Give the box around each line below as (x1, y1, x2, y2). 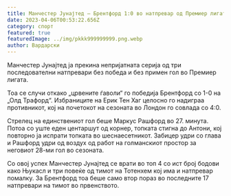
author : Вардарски (7, 42, 60, 49)
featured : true (7, 29, 51, 36)
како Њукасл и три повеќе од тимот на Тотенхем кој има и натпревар (7, 166, 213, 175)
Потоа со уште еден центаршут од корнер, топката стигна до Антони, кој (7, 124, 222, 132)
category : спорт (7, 23, 54, 30)
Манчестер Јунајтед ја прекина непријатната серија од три (7, 61, 181, 69)
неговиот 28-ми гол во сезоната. (7, 146, 104, 154)
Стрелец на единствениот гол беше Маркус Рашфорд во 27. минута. (7, 117, 209, 124)
